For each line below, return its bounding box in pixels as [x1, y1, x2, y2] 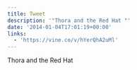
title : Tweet [7, 10, 46, 18]
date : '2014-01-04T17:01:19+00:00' [7, 23, 112, 30]
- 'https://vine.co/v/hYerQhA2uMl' [13, 37, 119, 44]
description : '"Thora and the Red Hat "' [7, 17, 131, 24]
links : [7, 30, 27, 37]
